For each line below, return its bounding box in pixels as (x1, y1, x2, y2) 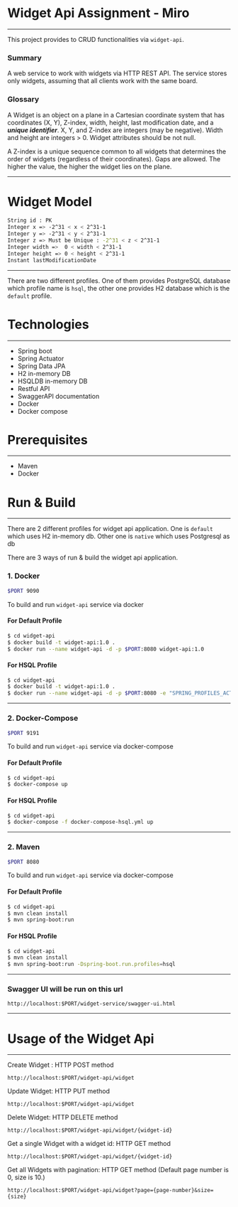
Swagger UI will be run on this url (7, 985, 123, 994)
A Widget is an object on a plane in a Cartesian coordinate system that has (7, 110, 225, 119)
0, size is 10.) (7, 1173, 45, 1181)
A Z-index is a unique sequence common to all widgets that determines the (7, 147, 227, 156)
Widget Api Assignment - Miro (7, 5, 190, 21)
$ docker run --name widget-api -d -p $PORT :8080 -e (7, 690, 166, 697)
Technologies (7, 316, 90, 332)
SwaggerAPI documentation (17, 392, 100, 400)
